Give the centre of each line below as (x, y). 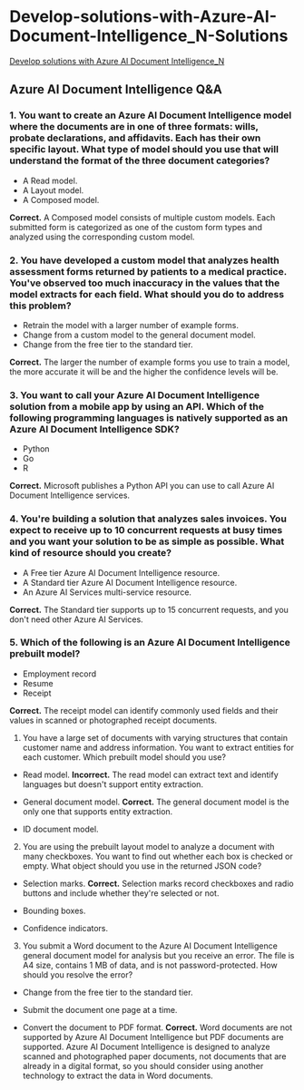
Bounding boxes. (54, 910)
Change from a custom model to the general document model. (139, 335)
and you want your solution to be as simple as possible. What (147, 541)
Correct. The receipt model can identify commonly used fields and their (144, 710)
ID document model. (60, 829)
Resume (38, 683)
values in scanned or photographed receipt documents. (113, 720)
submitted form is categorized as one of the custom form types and (136, 227)
